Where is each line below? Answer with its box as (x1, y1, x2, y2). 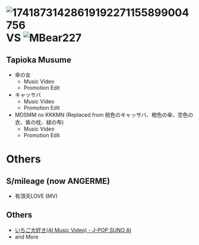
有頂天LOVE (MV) (14, 193, 58, 199)
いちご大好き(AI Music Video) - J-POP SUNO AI (14, 226, 132, 234)
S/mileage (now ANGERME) (6, 176, 110, 186)
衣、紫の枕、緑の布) (14, 119, 64, 126)
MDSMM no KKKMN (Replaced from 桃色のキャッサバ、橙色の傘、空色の (14, 112, 194, 118)
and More (14, 233, 39, 240)
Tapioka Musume (6, 55, 71, 65)
